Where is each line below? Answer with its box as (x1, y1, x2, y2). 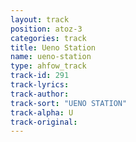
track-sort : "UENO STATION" (10, 98, 128, 108)
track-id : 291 (10, 71, 70, 81)
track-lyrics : (10, 80, 70, 90)
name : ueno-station (10, 52, 92, 62)
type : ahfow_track (10, 61, 87, 71)
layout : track (10, 14, 70, 25)
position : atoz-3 (10, 24, 83, 34)
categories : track (10, 33, 87, 43)
